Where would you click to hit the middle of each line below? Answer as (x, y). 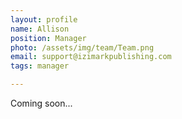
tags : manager (40, 66)
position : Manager (48, 38)
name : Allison (40, 29)
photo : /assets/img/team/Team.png (82, 47)
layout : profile (44, 19)
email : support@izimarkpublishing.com (91, 57)
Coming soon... (41, 103)
